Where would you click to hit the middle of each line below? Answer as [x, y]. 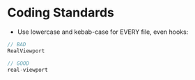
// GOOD [18, 63]
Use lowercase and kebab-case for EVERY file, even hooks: [103, 32]
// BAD [17, 44]
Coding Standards [61, 13]
